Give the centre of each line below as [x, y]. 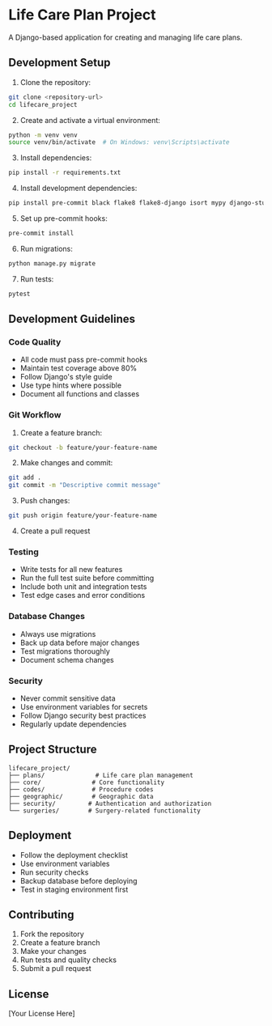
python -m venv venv [43, 135]
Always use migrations [58, 634]
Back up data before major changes [80, 642]
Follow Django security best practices [83, 715]
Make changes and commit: [66, 463]
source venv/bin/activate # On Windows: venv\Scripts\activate [119, 142]
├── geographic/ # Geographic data [81, 796]
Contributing [41, 915]
